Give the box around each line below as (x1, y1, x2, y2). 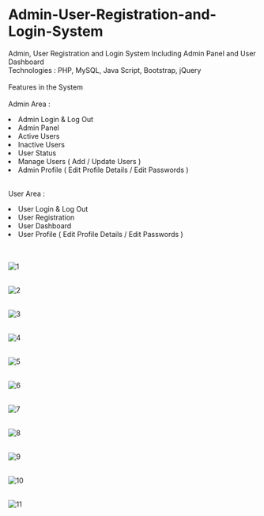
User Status (18, 148, 57, 158)
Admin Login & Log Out (18, 114, 93, 124)
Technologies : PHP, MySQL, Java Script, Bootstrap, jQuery (8, 65, 202, 75)
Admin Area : (8, 99, 51, 109)
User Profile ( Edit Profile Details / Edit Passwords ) (18, 229, 183, 239)
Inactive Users (18, 140, 66, 149)
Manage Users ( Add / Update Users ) (18, 156, 141, 166)
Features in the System (8, 82, 83, 92)
